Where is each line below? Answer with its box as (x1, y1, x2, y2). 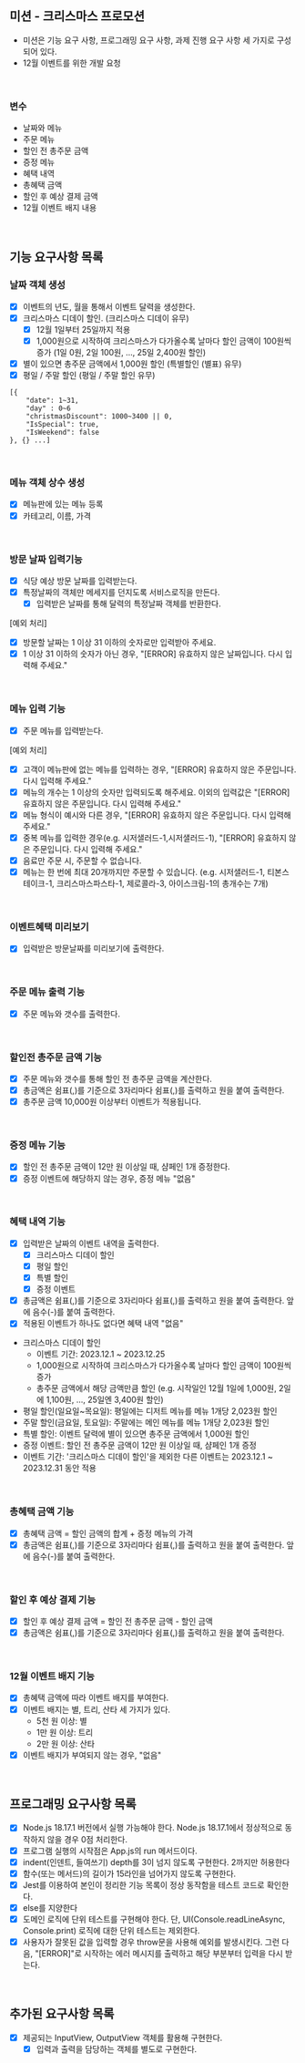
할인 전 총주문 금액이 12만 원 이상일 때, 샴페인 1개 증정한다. (22, 1161, 230, 1172)
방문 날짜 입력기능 (9, 552, 84, 565)
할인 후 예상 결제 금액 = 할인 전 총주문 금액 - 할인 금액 (22, 1616, 214, 1627)
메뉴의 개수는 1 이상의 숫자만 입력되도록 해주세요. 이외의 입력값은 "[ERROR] (22, 787, 290, 798)
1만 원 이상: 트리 (36, 1727, 94, 1738)
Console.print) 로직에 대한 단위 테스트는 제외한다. (22, 1924, 200, 1935)
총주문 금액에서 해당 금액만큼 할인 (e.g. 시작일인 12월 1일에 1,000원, (36, 1383, 278, 1394)
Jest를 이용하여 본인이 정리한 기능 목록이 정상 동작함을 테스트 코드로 (22, 1879, 265, 1890)
